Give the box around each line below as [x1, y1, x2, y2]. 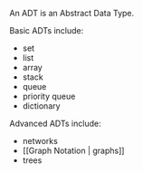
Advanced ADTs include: [9, 118, 101, 129]
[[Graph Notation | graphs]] [22, 145, 125, 156]
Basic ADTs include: [9, 25, 84, 35]
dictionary [22, 101, 61, 111]
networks [22, 136, 59, 146]
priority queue [22, 91, 76, 101]
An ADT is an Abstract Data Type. [9, 8, 135, 18]
